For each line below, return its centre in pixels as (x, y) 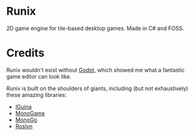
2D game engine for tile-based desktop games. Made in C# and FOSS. (95, 28)
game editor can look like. (39, 76)
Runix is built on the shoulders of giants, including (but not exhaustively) (97, 88)
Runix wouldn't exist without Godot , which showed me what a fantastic (95, 70)
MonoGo (26, 119)
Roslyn (24, 126)
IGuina (23, 107)
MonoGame (30, 113)
